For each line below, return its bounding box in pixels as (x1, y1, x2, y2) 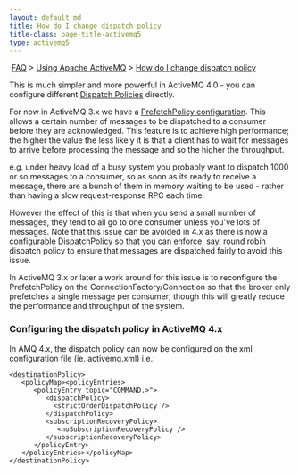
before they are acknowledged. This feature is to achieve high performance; (9, 126, 290, 137)
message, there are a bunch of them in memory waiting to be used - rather (9, 180, 284, 192)
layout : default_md (9, 12, 82, 22)
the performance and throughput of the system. (9, 301, 185, 312)
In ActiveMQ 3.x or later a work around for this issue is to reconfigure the (9, 272, 278, 283)
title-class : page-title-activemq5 (9, 29, 142, 38)
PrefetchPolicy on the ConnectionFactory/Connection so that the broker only (9, 282, 291, 293)
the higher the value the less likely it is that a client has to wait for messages (9, 135, 289, 146)
